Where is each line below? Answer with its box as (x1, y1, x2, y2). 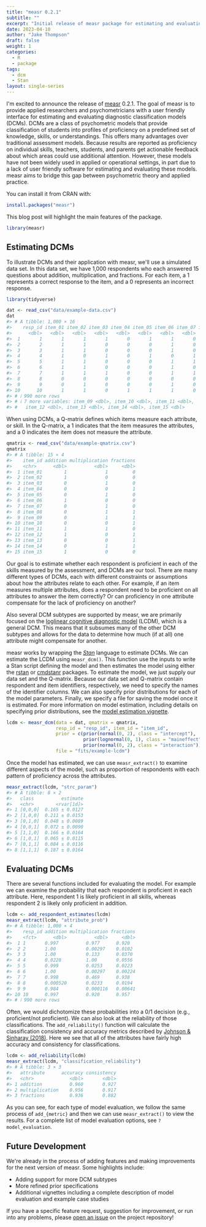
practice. (6, 179, 29, 185)
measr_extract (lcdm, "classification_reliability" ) (6, 1058, 141, 1065)
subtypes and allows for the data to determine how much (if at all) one (6, 630, 184, 638)
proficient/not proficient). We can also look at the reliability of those (6, 1015, 177, 1022)
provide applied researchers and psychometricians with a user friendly (6, 107, 185, 114)
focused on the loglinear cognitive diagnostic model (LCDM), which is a (6, 617, 187, 625)
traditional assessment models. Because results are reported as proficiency (6, 139, 197, 146)
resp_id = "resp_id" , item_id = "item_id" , (55, 725, 169, 731)
